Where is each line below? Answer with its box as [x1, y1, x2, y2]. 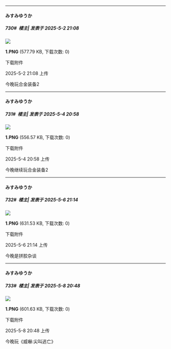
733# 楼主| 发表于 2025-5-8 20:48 [5, 282, 80, 288]
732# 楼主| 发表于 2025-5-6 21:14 [5, 197, 78, 203]
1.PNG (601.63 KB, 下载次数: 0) [5, 306, 70, 312]
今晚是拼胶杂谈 [5, 253, 37, 259]
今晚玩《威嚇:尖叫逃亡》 [5, 338, 56, 344]
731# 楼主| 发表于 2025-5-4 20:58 [5, 111, 79, 117]
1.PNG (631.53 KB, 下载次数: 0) [5, 220, 70, 226]
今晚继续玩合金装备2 [5, 167, 48, 173]
